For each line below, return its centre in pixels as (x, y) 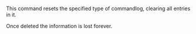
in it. (11, 15)
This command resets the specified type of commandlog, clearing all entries (98, 8)
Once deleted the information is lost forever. (59, 26)
